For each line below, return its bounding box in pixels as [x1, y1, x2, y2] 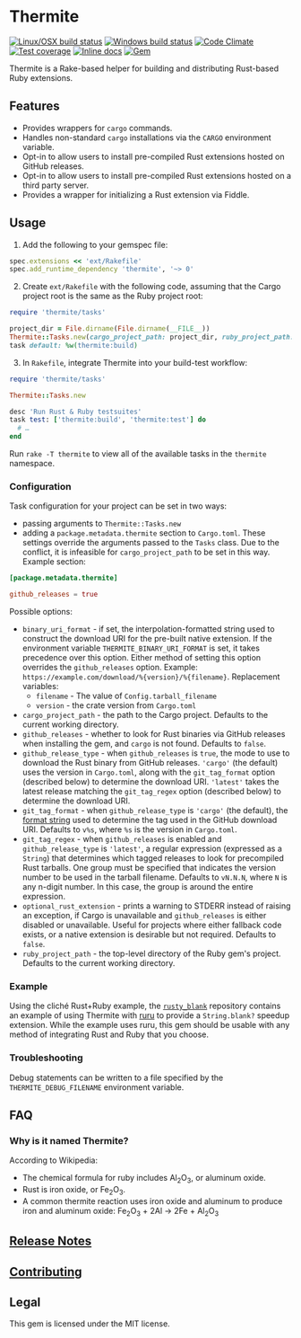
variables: [21, 681, 59, 692]
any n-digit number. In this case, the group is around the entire [21, 882, 254, 892]
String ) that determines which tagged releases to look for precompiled [21, 853, 285, 864]
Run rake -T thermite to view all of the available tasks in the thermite [9, 448, 267, 459]
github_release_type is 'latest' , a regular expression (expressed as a [21, 843, 282, 855]
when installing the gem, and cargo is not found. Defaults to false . [21, 739, 267, 749]
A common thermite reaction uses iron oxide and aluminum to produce [21, 1195, 283, 1206]
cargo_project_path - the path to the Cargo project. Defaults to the [21, 710, 269, 721]
